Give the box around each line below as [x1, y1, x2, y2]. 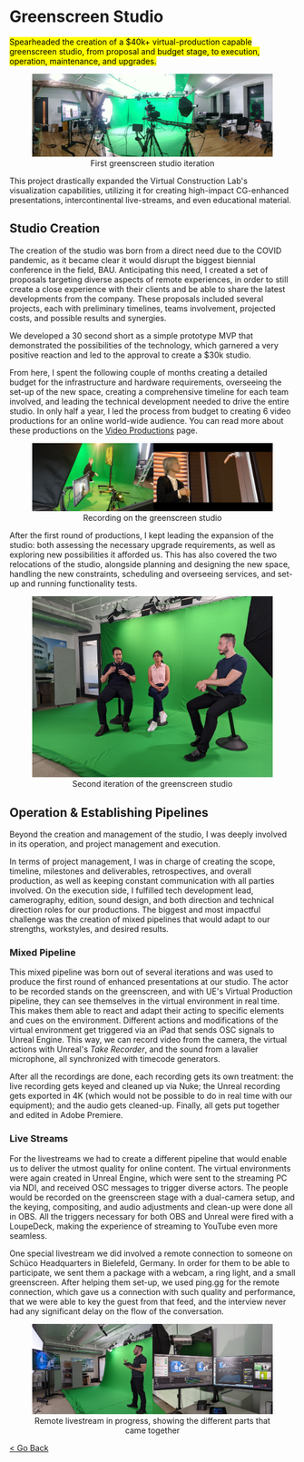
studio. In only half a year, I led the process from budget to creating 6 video [9, 406, 291, 417]
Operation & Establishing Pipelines [9, 805, 209, 820]
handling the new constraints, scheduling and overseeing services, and [9, 569, 276, 580]
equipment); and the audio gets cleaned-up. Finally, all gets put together [9, 1100, 280, 1111]
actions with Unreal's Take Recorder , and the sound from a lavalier [9, 1044, 259, 1055]
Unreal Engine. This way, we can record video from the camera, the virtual [9, 1035, 288, 1045]
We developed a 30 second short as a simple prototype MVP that [9, 329, 254, 341]
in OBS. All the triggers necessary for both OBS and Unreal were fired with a [9, 1211, 294, 1222]
